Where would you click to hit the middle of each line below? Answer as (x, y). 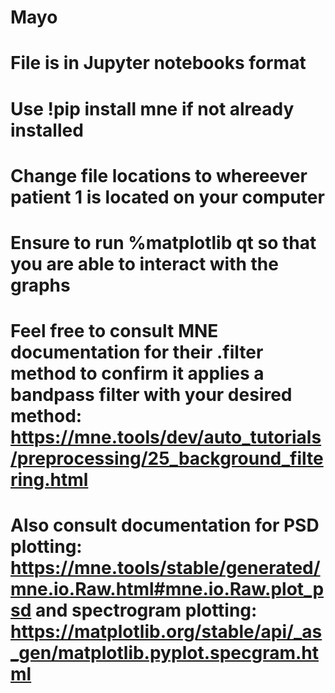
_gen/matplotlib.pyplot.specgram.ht (165, 653)
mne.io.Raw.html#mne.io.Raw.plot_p (167, 589)
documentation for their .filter (137, 352)
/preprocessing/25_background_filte (167, 458)
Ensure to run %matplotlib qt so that (163, 242)
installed (47, 130)
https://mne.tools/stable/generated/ (165, 568)
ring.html (49, 480)
